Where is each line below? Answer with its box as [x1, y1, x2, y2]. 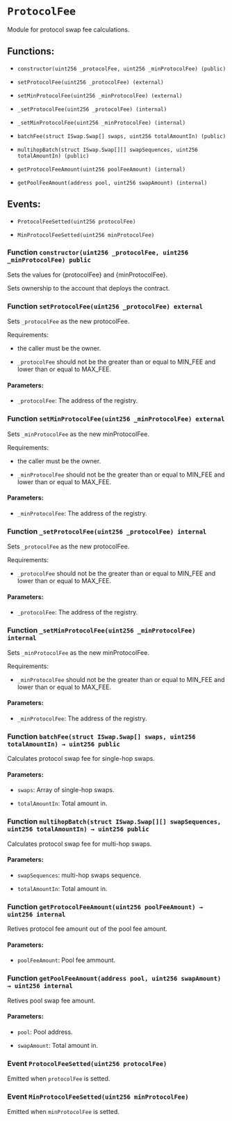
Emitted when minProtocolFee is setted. [7, 1108, 120, 1116]
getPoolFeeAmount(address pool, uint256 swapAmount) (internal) [17, 179, 208, 186]
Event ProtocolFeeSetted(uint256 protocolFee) [7, 1058, 167, 1068]
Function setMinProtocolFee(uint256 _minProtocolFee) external [7, 414, 225, 424]
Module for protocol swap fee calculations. [7, 25, 130, 33]
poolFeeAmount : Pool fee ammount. [17, 956, 116, 964]
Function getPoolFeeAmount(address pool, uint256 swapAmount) [7, 973, 222, 983]
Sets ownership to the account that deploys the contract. [7, 284, 170, 292]
